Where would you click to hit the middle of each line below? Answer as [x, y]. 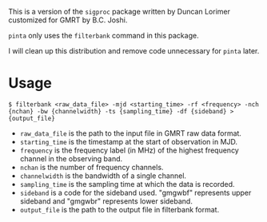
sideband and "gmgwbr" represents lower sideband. [106, 201]
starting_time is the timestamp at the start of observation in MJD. [129, 141]
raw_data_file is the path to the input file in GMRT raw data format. [131, 133]
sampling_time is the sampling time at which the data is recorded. [127, 184]
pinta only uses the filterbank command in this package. [104, 36]
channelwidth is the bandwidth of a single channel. [103, 176]
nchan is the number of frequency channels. [92, 167]
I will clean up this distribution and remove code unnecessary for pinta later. [134, 51]
